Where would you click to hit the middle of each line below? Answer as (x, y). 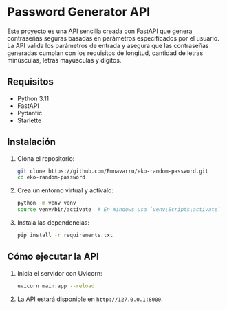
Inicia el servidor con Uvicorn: (60, 273)
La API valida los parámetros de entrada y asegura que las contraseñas (108, 45)
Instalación (32, 142)
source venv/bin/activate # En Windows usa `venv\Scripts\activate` (119, 210)
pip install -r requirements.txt (65, 235)
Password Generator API (79, 12)
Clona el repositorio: (46, 158)
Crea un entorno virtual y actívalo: (65, 190)
